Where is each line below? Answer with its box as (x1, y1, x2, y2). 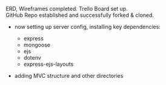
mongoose (23, 42, 51, 48)
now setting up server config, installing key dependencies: (14, 24, 161, 30)
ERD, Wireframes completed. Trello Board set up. (5, 5, 128, 12)
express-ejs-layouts (23, 60, 74, 68)
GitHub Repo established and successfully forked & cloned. (5, 11, 154, 19)
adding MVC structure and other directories (14, 72, 124, 79)
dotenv (23, 54, 42, 61)
